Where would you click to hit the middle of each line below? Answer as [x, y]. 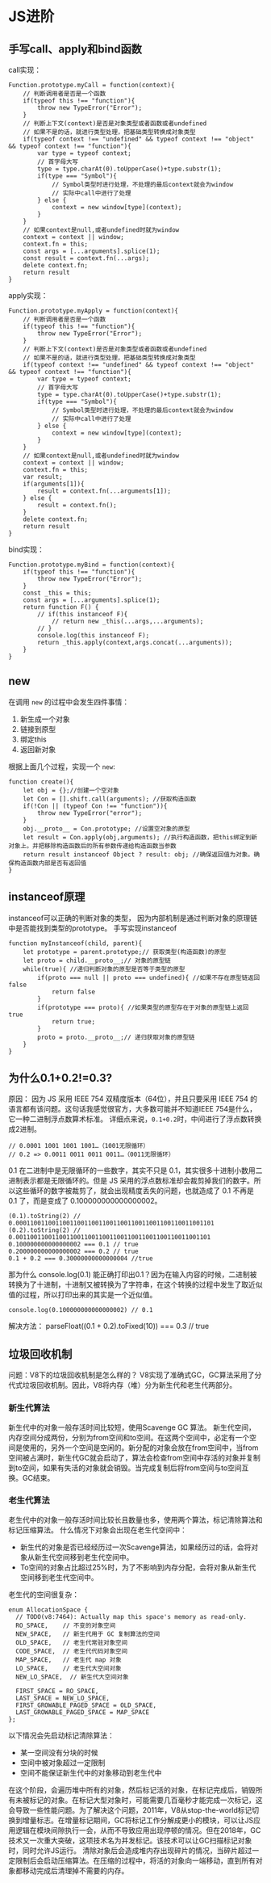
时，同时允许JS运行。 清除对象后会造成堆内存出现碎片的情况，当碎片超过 [130, 1850]
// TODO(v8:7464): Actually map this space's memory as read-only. [131, 1616]
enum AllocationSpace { [48, 1610]
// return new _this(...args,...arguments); [127, 621]
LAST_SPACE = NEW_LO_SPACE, [63, 1698]
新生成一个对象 [45, 719]
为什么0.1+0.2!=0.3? [60, 1078]
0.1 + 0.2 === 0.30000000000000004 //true [81, 1259]
